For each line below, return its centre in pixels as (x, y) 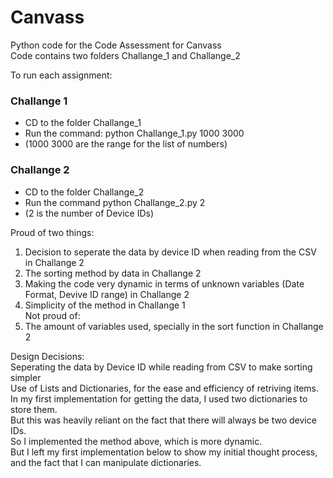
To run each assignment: (61, 75)
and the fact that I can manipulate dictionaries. (106, 462)
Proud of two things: (52, 232)
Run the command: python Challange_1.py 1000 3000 (134, 133)
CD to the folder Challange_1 (83, 123)
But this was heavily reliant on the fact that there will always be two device (163, 420)
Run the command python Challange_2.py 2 (115, 202)
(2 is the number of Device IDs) (89, 213)
